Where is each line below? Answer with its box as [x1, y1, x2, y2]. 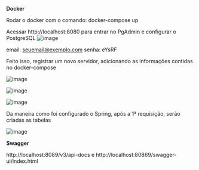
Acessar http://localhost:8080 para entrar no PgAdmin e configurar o [6, 28, 176, 35]
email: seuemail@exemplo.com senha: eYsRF [6, 46, 118, 53]
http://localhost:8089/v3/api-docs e [6, 152, 95, 158]
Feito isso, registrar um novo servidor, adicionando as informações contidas [6, 58, 193, 64]
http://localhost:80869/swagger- [96, 152, 177, 158]
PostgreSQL [6, 35, 36, 41]
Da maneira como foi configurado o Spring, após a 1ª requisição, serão [6, 110, 180, 117]
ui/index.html [6, 157, 38, 165]
